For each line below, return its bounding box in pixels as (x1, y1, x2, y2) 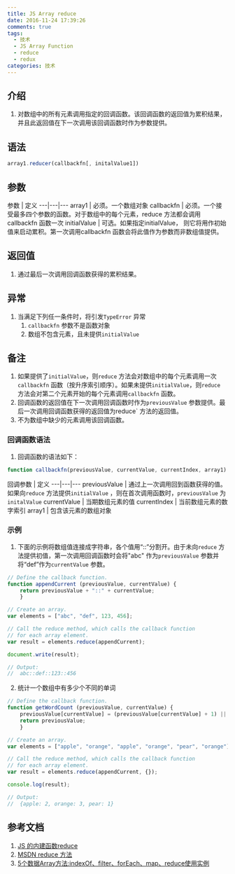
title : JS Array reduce (7, 10, 77, 18)
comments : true (7, 23, 52, 30)
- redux (13, 56, 36, 63)
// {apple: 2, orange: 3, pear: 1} (7, 800, 114, 807)
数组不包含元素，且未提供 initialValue (27, 330, 140, 338)
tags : (7, 29, 23, 37)
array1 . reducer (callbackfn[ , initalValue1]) (7, 160, 139, 167)
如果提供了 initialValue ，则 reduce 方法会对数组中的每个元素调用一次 (17, 372, 217, 380)
